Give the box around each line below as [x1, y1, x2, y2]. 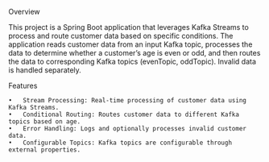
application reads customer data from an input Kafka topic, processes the [8, 39, 253, 49]
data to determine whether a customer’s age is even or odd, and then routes [8, 48, 261, 57]
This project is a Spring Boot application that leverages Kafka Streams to [8, 23, 250, 31]
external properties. [8, 146, 81, 154]
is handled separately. [8, 65, 82, 75]
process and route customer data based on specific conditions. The [8, 31, 234, 40]
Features [8, 81, 38, 90]
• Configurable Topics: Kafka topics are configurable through [8, 139, 232, 147]
